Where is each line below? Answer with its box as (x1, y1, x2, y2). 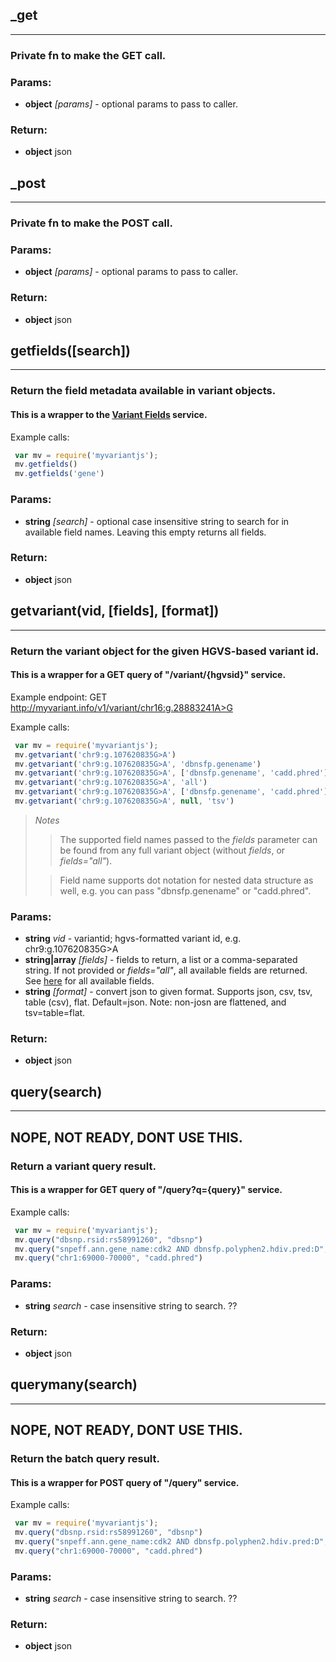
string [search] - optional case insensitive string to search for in (24, 515, 290, 527)
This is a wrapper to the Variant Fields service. (10, 408, 208, 420)
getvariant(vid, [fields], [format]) (10, 603, 220, 620)
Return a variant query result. (10, 1159, 157, 1173)
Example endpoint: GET (10, 691, 108, 703)
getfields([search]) (10, 343, 132, 360)
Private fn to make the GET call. (10, 48, 167, 62)
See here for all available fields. (24, 975, 155, 987)
